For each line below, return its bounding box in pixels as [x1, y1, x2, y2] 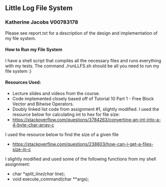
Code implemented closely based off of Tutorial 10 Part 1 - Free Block [12, 96, 154, 102]
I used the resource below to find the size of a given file [5, 132, 119, 138]
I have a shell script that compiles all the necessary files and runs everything [5, 57, 162, 63]
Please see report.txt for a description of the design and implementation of [5, 30, 158, 36]
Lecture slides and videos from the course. [12, 91, 100, 96]
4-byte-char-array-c [12, 122, 55, 128]
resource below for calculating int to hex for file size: [12, 111, 120, 118]
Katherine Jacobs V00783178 [5, 19, 78, 26]
